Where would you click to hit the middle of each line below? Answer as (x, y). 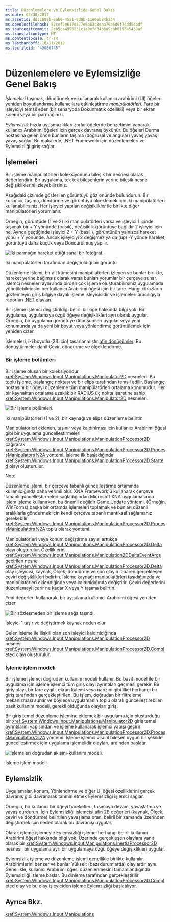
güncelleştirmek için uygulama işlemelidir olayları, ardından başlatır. (76, 743)
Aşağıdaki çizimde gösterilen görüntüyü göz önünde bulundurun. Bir (77, 195)
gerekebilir (17, 518)
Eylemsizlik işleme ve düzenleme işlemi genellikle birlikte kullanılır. (75, 859)
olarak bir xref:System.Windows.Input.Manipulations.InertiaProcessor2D (81, 843)
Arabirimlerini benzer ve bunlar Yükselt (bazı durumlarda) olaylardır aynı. (81, 864)
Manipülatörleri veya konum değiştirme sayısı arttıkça (61, 539)
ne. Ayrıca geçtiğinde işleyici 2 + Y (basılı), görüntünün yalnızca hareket (81, 232)
